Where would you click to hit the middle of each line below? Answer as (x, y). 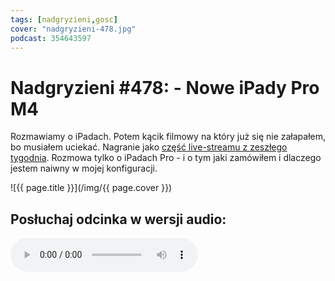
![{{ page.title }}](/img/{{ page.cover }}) (91, 188)
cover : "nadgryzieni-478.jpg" (73, 29)
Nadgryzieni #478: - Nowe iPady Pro (165, 87)
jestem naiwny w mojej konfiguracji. (84, 168)
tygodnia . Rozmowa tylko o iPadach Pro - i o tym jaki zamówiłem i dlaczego (166, 158)
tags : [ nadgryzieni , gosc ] (64, 19)
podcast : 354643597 (51, 38)
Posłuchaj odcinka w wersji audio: (118, 219)
